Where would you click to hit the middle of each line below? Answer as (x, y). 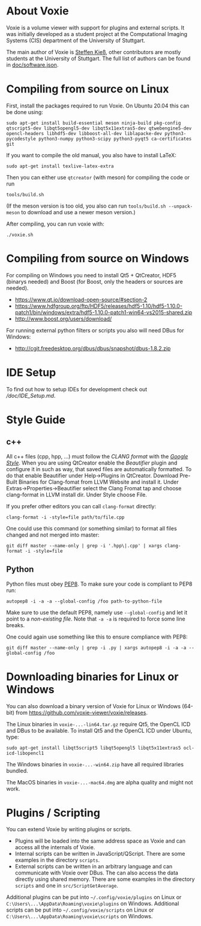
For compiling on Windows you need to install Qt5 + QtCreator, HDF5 (91, 275)
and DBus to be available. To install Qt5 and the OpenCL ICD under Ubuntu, (99, 730)
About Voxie (37, 11)
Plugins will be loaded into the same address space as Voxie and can (100, 841)
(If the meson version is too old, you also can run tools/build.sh (86, 206)
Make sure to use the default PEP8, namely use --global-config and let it (97, 612)
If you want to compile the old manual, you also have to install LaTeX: (91, 155)
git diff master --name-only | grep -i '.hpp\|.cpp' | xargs (84, 546)
